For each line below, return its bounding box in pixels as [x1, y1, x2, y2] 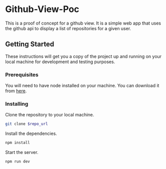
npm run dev [5, 159, 30, 164]
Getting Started [5, 40, 54, 49]
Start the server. [5, 149, 38, 155]
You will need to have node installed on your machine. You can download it [5, 83, 159, 89]
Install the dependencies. [5, 130, 57, 136]
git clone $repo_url [5, 121, 48, 126]
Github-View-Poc [5, 4, 79, 15]
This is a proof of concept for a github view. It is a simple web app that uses [5, 20, 161, 26]
